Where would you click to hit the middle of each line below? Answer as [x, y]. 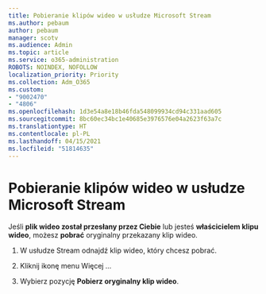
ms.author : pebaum [39, 23]
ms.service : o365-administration [64, 60]
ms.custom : [26, 89]
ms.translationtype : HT [48, 126]
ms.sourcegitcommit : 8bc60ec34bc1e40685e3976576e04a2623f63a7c [115, 119]
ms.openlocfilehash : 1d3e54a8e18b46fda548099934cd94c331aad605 [115, 112]
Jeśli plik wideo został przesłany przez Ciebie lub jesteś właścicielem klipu [133, 226]
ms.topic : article [39, 52]
